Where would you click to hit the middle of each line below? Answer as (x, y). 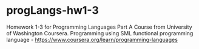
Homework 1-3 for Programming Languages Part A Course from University (99, 27)
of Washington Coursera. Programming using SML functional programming (100, 33)
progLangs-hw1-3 (52, 10)
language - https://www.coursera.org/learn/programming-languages (92, 39)
